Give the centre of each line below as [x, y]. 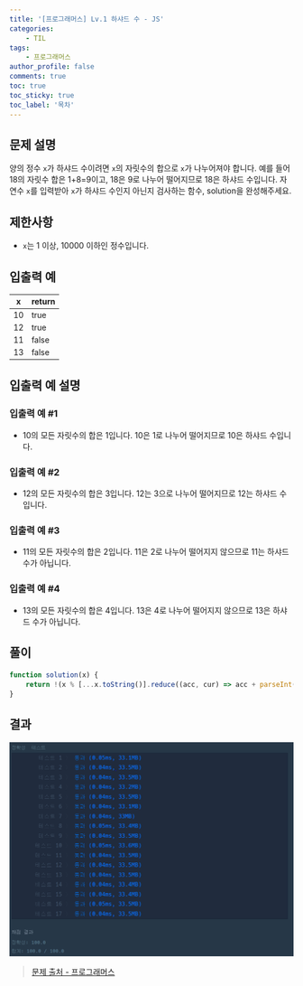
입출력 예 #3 [35, 531]
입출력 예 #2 [35, 472]
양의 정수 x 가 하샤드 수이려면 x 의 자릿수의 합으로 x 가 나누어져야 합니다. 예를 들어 [150, 168]
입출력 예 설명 [45, 385]
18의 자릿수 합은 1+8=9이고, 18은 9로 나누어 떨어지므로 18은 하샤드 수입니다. [143, 180]
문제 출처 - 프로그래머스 [73, 972]
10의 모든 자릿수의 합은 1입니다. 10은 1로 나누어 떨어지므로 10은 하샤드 [145, 435]
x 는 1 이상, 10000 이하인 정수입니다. [86, 246]
